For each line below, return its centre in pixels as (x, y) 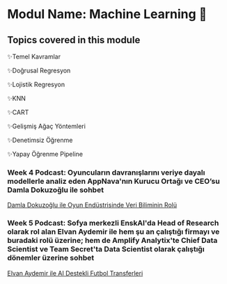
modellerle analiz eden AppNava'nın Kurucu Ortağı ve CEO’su (114, 181)
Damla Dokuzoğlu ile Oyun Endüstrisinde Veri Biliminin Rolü (92, 205)
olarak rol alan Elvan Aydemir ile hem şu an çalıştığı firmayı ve (113, 232)
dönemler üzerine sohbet (51, 258)
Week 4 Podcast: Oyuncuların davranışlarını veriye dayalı (106, 172)
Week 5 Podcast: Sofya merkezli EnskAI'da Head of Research (113, 223)
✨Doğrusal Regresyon (39, 70)
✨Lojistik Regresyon (36, 84)
